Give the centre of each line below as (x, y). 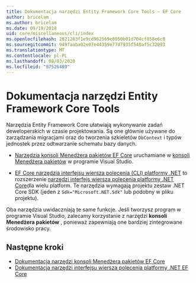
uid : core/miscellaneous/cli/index (50, 34)
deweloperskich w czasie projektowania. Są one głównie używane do (91, 131)
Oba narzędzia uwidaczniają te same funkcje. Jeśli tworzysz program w (94, 210)
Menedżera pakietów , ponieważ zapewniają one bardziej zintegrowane (94, 222)
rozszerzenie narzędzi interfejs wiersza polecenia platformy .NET (94, 179)
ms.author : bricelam (32, 22)
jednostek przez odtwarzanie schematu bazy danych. (72, 144)
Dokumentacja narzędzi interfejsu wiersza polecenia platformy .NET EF (101, 268)
